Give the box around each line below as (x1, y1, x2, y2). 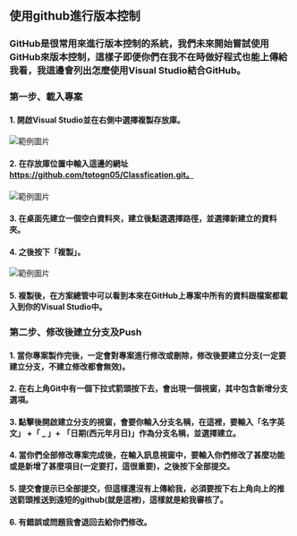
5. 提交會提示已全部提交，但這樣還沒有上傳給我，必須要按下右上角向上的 (9, 482, 277, 494)
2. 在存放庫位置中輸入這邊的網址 (9, 158, 129, 169)
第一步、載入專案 (9, 90, 83, 103)
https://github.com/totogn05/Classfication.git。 (9, 169, 194, 181)
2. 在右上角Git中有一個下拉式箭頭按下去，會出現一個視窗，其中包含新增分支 (9, 383, 288, 394)
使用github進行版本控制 (9, 8, 141, 24)
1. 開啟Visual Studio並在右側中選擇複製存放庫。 (9, 115, 185, 125)
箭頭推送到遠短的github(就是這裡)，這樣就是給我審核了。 (16, 494, 228, 505)
